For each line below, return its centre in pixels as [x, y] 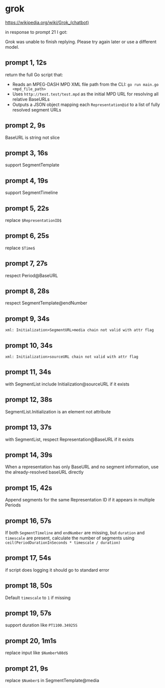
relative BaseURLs [31, 99]
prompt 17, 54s [28, 558]
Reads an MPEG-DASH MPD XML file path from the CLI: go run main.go [85, 84]
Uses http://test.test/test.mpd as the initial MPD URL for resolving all [85, 94]
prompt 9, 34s [27, 319]
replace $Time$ [20, 248]
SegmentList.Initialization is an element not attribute [58, 411]
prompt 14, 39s [29, 455]
